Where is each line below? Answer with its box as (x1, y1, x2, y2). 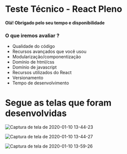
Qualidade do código (12, 43, 55, 49)
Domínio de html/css (12, 59, 54, 65)
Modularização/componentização (12, 54, 82, 60)
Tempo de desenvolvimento (12, 80, 69, 86)
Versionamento (12, 75, 43, 81)
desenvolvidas (5, 108, 67, 119)
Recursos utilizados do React (12, 70, 72, 76)
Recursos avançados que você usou (12, 48, 86, 55)
